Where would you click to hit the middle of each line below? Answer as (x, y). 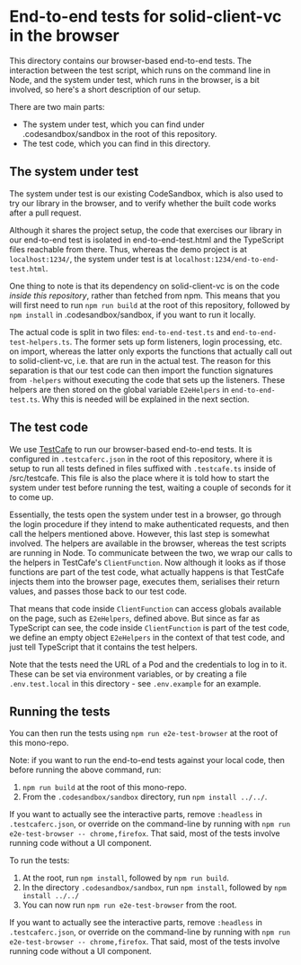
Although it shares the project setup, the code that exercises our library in (146, 230)
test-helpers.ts (40, 342)
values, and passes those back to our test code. (98, 591)
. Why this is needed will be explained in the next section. (143, 399)
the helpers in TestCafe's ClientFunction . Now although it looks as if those (147, 562)
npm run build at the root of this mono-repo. (104, 787)
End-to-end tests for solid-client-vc (146, 17)
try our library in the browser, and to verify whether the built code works (143, 203)
